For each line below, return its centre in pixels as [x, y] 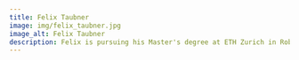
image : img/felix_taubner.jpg [65, 26]
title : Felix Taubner [49, 17]
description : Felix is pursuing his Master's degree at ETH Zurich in [143, 42]
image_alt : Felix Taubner [57, 34]
